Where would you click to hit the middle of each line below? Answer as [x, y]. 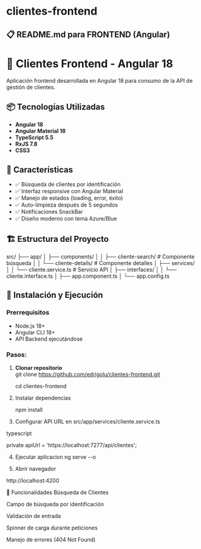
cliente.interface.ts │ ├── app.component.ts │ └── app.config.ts [88, 276]
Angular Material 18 [40, 131]
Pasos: [17, 355]
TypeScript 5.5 [34, 138]
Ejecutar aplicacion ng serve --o [55, 457]
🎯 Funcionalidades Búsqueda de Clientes [57, 492]
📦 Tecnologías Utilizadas [56, 107]
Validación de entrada [34, 515]
